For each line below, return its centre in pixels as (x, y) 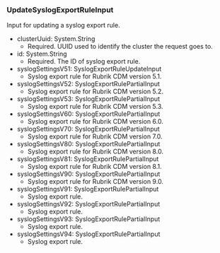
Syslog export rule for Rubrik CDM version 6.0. (95, 122)
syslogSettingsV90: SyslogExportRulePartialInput (88, 174)
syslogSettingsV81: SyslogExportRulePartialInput (88, 159)
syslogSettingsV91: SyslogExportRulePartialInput (88, 189)
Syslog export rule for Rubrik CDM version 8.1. (94, 167)
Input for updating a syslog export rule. (64, 25)
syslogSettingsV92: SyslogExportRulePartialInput (88, 204)
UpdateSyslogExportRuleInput (60, 10)
